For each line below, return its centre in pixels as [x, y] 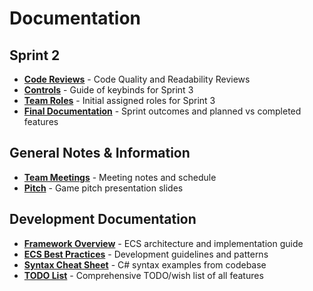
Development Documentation [103, 219]
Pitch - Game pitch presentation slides [103, 188]
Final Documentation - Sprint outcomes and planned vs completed [162, 111]
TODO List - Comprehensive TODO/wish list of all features [143, 275]
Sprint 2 [35, 55]
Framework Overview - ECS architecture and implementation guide [163, 243]
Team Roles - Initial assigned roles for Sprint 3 [119, 100]
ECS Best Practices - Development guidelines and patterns [146, 254]
